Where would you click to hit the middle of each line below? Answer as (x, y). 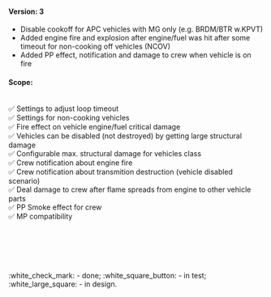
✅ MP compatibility (41, 216)
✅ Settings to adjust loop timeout (64, 108)
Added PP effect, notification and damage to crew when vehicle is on (135, 55)
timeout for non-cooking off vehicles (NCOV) (95, 47)
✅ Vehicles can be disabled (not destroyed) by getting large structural (125, 136)
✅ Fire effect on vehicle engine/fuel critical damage (95, 127)
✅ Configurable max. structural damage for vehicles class (105, 154)
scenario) (24, 181)
